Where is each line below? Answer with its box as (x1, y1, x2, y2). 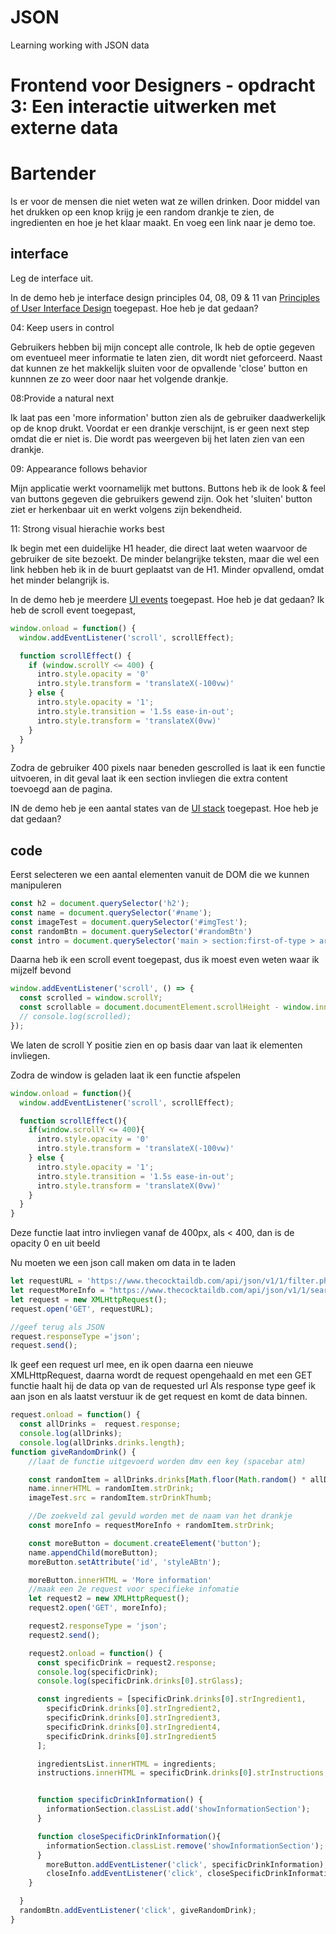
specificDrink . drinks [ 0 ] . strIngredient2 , (46, 1704, 222, 1714)
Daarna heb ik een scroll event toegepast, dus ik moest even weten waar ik (10, 954, 320, 966)
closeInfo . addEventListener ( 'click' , (46, 1869, 203, 1879)
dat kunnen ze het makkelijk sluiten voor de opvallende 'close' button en (10, 362, 308, 374)
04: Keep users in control (10, 321, 115, 333)
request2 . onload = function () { (28, 1648, 163, 1658)
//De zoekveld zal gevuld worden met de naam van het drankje (28, 1511, 293, 1521)
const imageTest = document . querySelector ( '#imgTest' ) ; (10, 917, 248, 927)
